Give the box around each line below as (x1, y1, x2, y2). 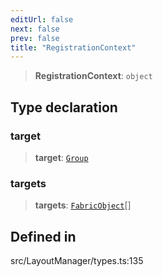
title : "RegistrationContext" (10, 42, 137, 53)
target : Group (34, 151, 89, 163)
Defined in (10, 228, 77, 245)
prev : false (10, 33, 60, 43)
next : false (10, 24, 60, 34)
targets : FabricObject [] (34, 199, 132, 211)
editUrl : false (10, 14, 74, 25)
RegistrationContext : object (34, 70, 153, 82)
